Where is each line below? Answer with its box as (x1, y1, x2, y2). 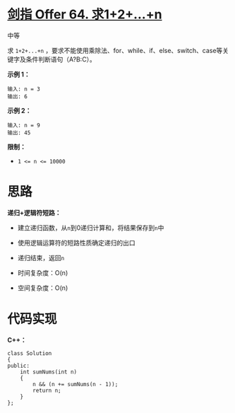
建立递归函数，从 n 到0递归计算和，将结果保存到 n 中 (17, 223, 164, 232)
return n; (32, 387, 61, 394)
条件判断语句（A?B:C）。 (25, 54, 97, 64)
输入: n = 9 (7, 122, 40, 129)
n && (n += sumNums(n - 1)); (32, 380, 119, 388)
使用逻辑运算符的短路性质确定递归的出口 (17, 238, 135, 247)
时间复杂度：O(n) (17, 268, 68, 277)
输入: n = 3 (7, 86, 40, 93)
